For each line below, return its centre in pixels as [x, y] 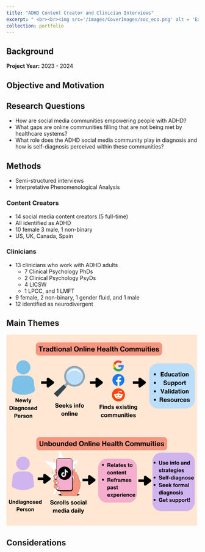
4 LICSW [35, 284]
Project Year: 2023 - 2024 [40, 66]
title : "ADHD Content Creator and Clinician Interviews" [80, 13]
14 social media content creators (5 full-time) [72, 216]
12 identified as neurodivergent [54, 304]
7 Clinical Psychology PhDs [59, 271]
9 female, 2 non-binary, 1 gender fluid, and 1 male [77, 297]
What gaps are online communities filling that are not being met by [99, 127]
